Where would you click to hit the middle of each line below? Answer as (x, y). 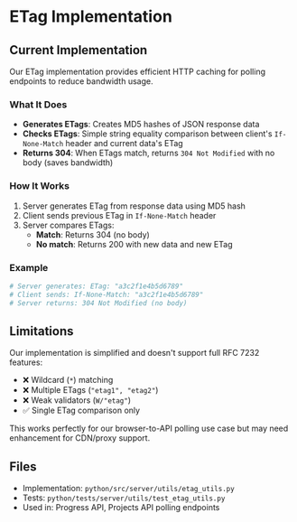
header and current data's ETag (124, 144)
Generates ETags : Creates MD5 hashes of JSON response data (141, 125)
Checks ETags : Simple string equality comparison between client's (147, 134)
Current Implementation (79, 50)
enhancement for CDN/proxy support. (80, 438)
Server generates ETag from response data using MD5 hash (134, 206)
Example (29, 267)
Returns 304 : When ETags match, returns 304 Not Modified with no (148, 153)
